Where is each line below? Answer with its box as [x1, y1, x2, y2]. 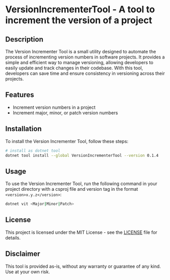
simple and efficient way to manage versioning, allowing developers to [5, 59, 154, 65]
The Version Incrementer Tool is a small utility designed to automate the [5, 49, 156, 54]
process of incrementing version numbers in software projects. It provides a [5, 54, 165, 60]
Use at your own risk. [5, 268, 50, 275]
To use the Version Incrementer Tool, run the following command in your [5, 181, 157, 187]
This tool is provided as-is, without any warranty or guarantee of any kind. [5, 263, 161, 269]
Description [5, 35, 43, 44]
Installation [5, 125, 42, 133]
